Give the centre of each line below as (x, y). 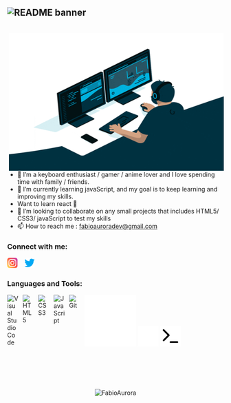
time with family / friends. (53, 182)
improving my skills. (45, 196)
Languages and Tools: (45, 284)
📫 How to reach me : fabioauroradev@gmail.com (87, 226)
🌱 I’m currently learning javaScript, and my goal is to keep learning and (117, 189)
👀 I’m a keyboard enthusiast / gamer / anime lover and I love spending (116, 174)
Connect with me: (37, 247)
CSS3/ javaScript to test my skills (64, 218)
